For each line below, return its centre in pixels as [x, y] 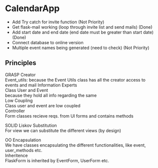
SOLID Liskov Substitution [31, 125]
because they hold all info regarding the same [51, 95]
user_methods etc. [24, 150]
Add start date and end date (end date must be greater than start [77, 32]
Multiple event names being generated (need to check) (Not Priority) [81, 48]
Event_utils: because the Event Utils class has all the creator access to [75, 80]
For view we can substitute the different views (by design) [63, 130]
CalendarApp [32, 8]
